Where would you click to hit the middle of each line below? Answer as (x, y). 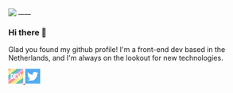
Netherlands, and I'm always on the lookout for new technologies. (116, 58)
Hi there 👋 (28, 32)
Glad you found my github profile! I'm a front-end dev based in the (117, 50)
